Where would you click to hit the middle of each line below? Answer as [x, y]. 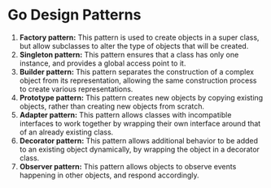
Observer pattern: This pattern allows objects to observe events [128, 166]
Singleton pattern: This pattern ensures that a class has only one [129, 54]
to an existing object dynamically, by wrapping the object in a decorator [139, 149]
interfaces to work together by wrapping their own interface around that [140, 123]
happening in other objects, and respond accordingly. [109, 175]
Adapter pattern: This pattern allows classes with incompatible [125, 114]
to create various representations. [76, 89]
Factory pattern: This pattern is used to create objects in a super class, [139, 37]
